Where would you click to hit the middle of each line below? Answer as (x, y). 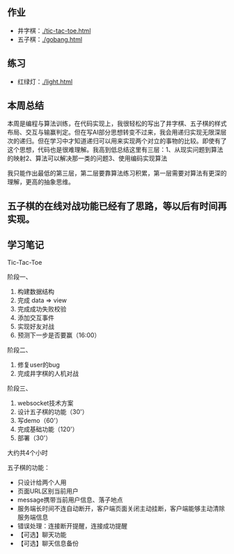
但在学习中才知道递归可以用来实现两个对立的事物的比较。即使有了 (132, 141)
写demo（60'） (39, 420)
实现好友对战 (36, 326)
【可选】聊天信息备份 (48, 543)
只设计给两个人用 (42, 482)
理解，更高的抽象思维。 (41, 182)
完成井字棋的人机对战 (48, 373)
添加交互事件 (36, 317)
